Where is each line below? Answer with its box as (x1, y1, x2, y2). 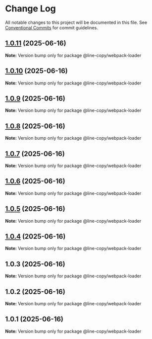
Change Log (5, 3, 56, 14)
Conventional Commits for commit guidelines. (5, 24, 98, 30)
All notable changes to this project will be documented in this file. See (5, 19, 148, 25)
